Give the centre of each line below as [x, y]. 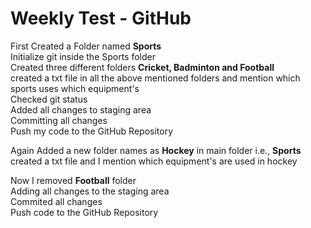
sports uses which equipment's [75, 88]
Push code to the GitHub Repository [84, 212]
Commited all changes [56, 201]
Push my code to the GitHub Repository [92, 131]
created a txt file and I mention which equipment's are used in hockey [154, 161]
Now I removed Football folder [73, 180]
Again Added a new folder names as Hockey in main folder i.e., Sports [156, 150]
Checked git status [49, 99]
